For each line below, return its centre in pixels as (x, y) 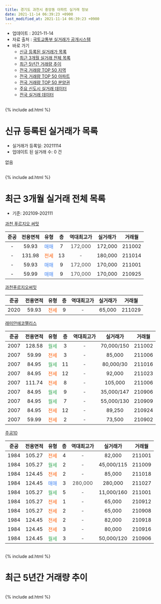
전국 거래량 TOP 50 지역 (43, 70)
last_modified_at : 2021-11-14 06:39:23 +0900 (52, 19)
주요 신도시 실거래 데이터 (43, 88)
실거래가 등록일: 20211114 (37, 146)
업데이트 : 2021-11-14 (33, 33)
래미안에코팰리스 (21, 323)
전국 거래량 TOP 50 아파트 (45, 76)
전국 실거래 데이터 (36, 95)
